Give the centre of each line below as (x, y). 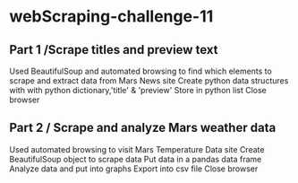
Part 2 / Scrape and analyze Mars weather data (143, 128)
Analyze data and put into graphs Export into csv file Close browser (134, 169)
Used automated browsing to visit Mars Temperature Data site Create (137, 149)
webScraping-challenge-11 (111, 17)
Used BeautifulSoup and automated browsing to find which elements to (141, 71)
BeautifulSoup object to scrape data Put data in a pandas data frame (136, 159)
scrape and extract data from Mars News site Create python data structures (149, 81)
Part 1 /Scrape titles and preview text (114, 50)
